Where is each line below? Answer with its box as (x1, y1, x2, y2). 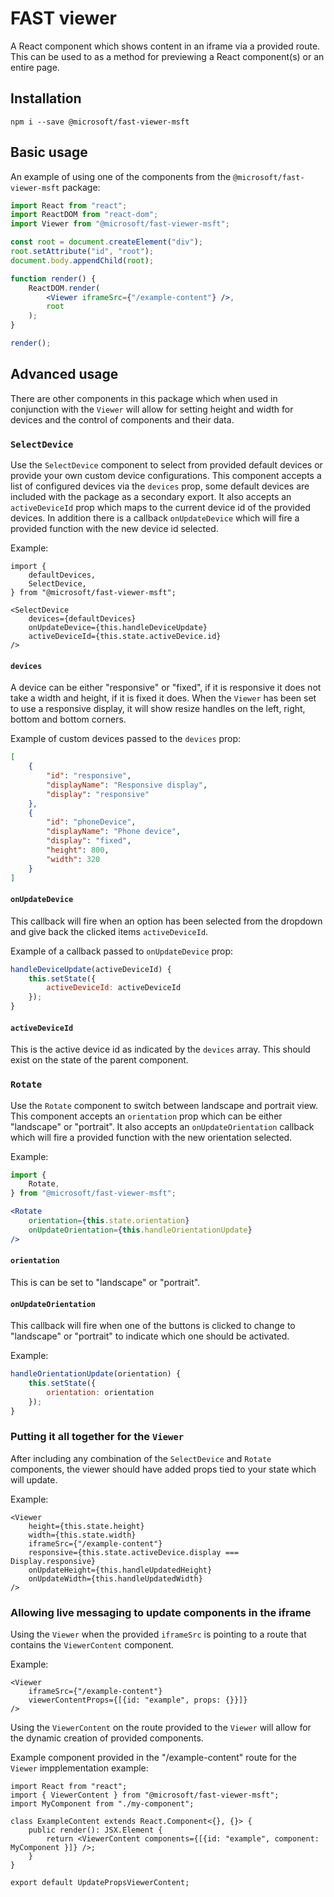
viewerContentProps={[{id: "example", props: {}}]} (28, 1695, 248, 1706)
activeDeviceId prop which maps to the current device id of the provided (10, 502, 312, 514)
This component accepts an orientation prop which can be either (10, 1110, 283, 1122)
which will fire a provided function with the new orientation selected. (10, 1131, 293, 1143)
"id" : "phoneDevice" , (46, 817, 137, 827)
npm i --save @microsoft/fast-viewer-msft (10, 117, 190, 127)
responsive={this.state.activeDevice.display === (28, 1547, 240, 1557)
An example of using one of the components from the (10, 170, 232, 182)
